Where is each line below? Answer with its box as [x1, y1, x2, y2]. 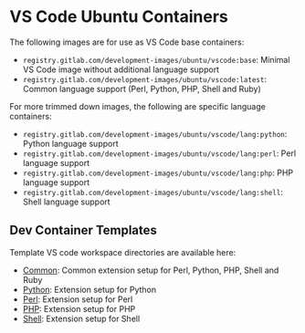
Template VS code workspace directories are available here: [9, 246, 237, 257]
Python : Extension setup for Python [22, 284, 157, 295]
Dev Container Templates [9, 223, 158, 238]
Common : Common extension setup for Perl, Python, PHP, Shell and [22, 265, 279, 276]
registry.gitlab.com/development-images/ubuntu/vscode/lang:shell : [22, 186, 283, 197]
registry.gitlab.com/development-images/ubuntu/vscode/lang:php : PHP [22, 167, 294, 178]
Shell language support [22, 196, 111, 207]
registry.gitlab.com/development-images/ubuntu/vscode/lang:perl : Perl [22, 148, 297, 159]
